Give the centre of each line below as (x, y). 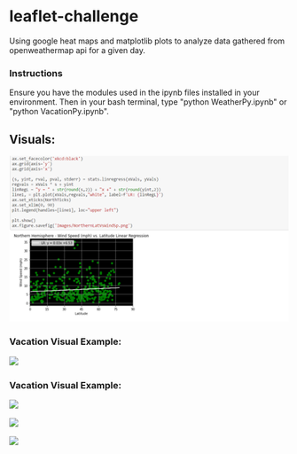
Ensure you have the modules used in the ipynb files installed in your (134, 93)
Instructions (36, 73)
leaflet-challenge (74, 16)
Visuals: (32, 139)
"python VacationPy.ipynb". (59, 112)
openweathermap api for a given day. (78, 50)
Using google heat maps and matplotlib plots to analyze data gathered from (147, 41)
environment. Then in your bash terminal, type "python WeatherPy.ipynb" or (148, 102)
